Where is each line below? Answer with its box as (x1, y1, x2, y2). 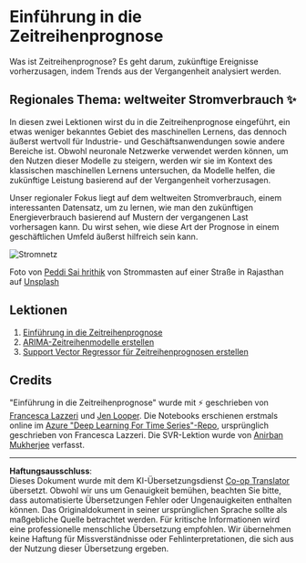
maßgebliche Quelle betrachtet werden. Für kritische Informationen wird (9, 514, 280, 526)
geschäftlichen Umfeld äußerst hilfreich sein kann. (9, 231, 199, 242)
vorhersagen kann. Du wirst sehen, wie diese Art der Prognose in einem (9, 221, 280, 232)
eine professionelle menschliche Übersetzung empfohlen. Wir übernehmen (9, 524, 291, 535)
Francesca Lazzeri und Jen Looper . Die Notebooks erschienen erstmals (9, 411, 279, 422)
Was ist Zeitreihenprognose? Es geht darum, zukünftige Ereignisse (9, 56, 260, 67)
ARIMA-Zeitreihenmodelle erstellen (22, 336, 155, 348)
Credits (9, 372, 53, 388)
